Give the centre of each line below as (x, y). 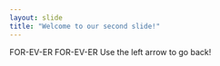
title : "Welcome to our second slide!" (85, 26)
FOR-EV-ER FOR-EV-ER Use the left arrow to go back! (110, 52)
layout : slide (36, 18)
